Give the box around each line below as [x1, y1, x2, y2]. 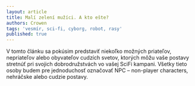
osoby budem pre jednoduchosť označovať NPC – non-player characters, [6, 67, 188, 74]
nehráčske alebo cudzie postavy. [6, 73, 88, 81]
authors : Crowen [6, 20, 47, 26]
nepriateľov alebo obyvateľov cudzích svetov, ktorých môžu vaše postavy [6, 54, 190, 61]
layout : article [6, 8, 47, 15]
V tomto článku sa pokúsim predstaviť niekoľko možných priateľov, [6, 48, 172, 55]
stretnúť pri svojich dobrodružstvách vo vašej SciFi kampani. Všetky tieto [6, 61, 188, 68]
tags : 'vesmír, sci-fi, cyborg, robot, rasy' [6, 25, 122, 32]
